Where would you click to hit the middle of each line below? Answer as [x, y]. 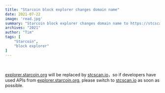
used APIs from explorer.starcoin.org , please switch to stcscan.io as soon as [82, 80]
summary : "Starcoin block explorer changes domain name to [67, 23]
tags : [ [13, 37]
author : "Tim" [20, 32]
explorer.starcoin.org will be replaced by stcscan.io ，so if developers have [81, 74]
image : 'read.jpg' [24, 19]
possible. [14, 85]
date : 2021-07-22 [23, 14]
